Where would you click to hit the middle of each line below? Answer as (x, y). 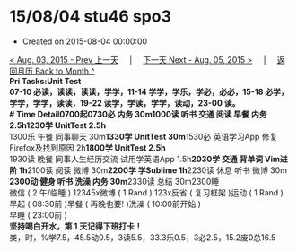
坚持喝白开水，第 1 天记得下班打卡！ (76, 226)
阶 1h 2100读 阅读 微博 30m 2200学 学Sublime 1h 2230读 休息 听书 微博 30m (148, 170)
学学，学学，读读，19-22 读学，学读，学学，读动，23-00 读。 (125, 103)
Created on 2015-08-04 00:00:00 (85, 41)
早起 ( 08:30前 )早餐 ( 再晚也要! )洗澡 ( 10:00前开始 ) (105, 203)
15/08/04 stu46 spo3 (91, 17)
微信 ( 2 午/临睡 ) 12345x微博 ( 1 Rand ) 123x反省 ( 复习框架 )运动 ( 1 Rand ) (147, 192)
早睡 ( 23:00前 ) (38, 215)
